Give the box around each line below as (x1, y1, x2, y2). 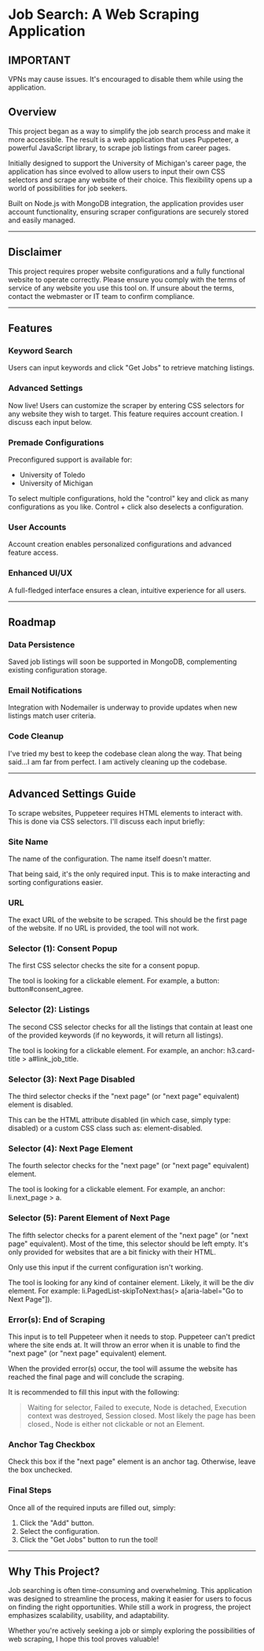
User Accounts (8, 521, 67, 533)
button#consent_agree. (8, 985, 84, 994)
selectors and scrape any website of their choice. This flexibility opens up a (8, 175, 253, 184)
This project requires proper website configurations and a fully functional (8, 266, 245, 276)
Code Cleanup (8, 731, 64, 742)
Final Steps (8, 1485, 52, 1496)
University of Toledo (19, 470, 86, 479)
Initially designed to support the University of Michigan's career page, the (8, 158, 247, 168)
